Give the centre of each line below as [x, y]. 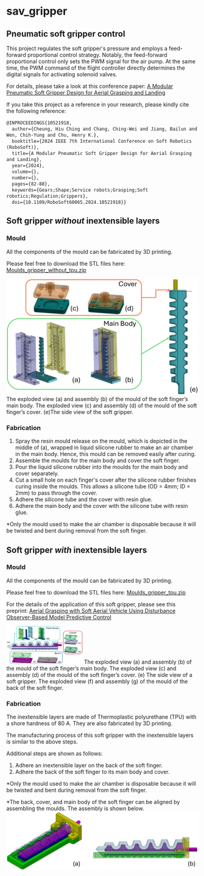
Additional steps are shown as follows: [55, 754]
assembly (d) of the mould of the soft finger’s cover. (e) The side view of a [100, 675]
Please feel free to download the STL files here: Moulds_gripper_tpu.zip [96, 592]
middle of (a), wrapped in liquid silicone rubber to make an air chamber [104, 447]
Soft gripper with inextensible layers [77, 550]
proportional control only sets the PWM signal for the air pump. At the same [101, 61]
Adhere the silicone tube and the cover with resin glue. [84, 499]
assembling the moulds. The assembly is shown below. [75, 809]
